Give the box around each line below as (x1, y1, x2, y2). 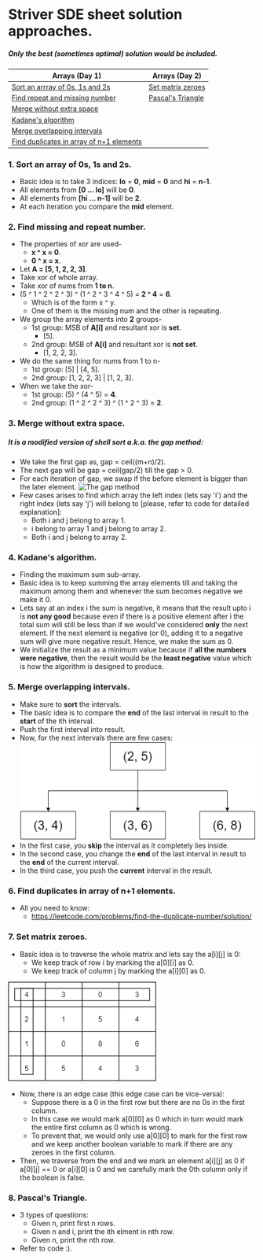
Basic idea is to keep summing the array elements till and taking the (19, 578, 238, 588)
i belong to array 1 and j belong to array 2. (31, 524, 166, 534)
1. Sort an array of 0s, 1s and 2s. (8, 159, 132, 170)
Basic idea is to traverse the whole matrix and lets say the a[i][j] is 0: (19, 949, 241, 959)
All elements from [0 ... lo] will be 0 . (19, 185, 136, 194)
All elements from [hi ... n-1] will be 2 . (19, 193, 142, 202)
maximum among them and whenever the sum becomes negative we (19, 586, 243, 596)
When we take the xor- (19, 382, 94, 391)
